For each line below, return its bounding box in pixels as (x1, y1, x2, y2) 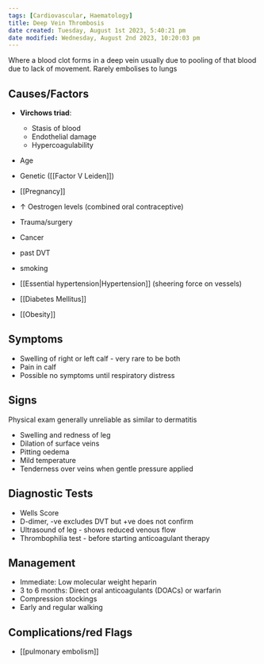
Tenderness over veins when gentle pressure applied (19, 464, 194, 473)
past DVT (19, 248, 51, 258)
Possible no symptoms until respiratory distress (19, 370, 175, 380)
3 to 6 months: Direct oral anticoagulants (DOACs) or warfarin (19, 585, 222, 596)
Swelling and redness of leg (19, 430, 111, 439)
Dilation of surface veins (19, 438, 100, 448)
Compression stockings (19, 594, 98, 604)
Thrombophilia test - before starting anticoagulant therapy (19, 533, 210, 542)
